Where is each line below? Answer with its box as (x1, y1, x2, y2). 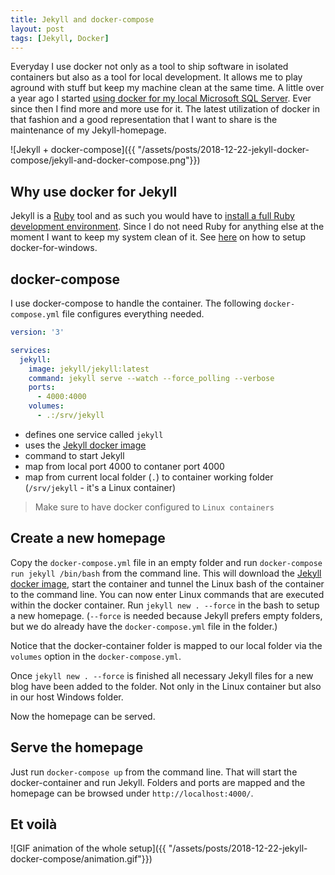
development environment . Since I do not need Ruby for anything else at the (10, 221, 325, 233)
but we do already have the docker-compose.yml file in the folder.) (10, 620, 278, 632)
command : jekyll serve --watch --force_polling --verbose (28, 373, 275, 383)
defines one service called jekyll (24, 428, 164, 440)
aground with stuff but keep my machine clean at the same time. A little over (10, 82, 325, 94)
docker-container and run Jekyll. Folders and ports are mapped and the (10, 776, 306, 788)
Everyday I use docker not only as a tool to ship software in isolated (10, 61, 289, 73)
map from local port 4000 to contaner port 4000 (24, 460, 225, 472)
